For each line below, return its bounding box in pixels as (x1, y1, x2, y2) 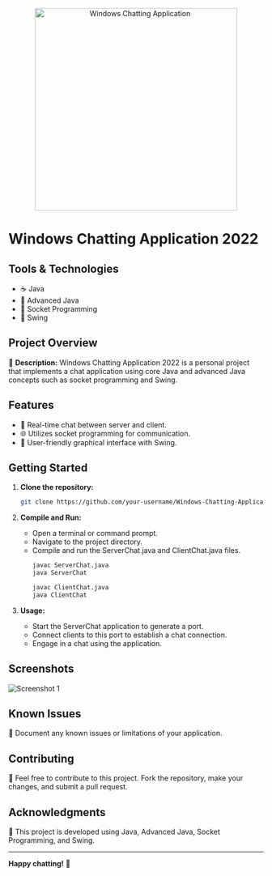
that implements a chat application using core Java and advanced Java (8, 366, 245, 376)
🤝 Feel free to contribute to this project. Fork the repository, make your (8, 773, 244, 783)
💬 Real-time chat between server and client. (19, 419, 168, 429)
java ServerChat (32, 569, 87, 577)
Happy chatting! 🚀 (8, 859, 71, 869)
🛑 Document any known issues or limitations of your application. (8, 729, 223, 738)
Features (8, 398, 54, 412)
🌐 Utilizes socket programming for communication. (19, 428, 191, 438)
